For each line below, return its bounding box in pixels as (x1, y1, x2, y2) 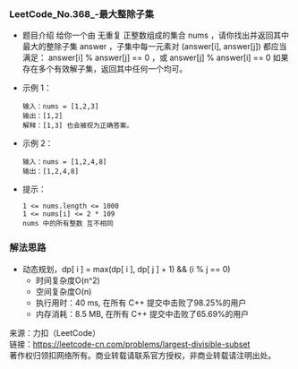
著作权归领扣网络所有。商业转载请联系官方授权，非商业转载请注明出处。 (9, 349, 276, 360)
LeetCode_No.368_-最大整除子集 (9, 7, 155, 20)
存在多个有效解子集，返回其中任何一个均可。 (21, 64, 188, 74)
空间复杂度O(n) (35, 286, 92, 296)
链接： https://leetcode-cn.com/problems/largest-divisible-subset (9, 339, 251, 349)
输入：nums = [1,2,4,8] (21, 158, 107, 167)
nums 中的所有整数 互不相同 (21, 219, 114, 228)
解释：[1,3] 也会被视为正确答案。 (21, 121, 134, 131)
